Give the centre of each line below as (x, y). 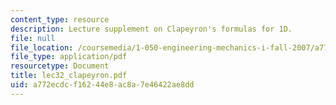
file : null (33, 38)
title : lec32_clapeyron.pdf (69, 76)
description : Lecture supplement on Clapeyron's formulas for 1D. (151, 29)
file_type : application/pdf (69, 57)
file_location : (42, 47)
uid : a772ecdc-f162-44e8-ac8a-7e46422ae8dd (102, 85)
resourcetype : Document (60, 66)
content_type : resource (60, 19)
